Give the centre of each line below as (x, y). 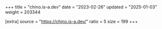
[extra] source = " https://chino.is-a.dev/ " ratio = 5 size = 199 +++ (72, 22)
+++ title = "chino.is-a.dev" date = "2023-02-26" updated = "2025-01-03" (81, 7)
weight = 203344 (23, 12)
